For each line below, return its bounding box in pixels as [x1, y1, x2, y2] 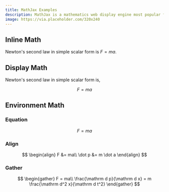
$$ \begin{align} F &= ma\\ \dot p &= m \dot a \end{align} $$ [22, 152, 147, 158]
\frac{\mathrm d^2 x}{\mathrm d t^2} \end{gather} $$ [29, 181, 140, 187]
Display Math [5, 63, 48, 72]
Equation [5, 116, 28, 123]
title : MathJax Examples [5, 7, 57, 13]
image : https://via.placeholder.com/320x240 [5, 17, 100, 22]
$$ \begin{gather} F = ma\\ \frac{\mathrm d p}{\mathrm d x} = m [17, 176, 152, 182]
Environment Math [5, 101, 64, 110]
